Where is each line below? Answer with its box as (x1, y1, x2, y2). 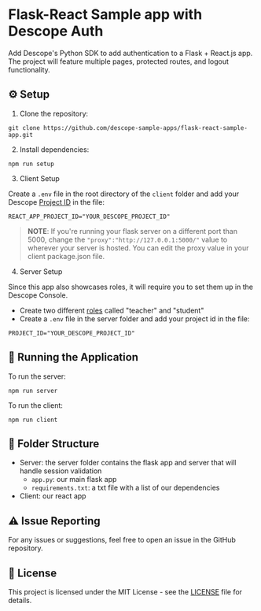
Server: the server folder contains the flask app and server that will (19, 458, 237, 468)
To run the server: (8, 372, 67, 381)
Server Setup (19, 266, 63, 276)
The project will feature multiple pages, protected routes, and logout (8, 57, 230, 66)
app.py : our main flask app (31, 475, 117, 484)
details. (8, 596, 32, 605)
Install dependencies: (19, 144, 90, 154)
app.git (8, 131, 34, 139)
